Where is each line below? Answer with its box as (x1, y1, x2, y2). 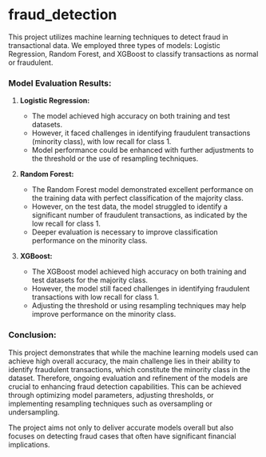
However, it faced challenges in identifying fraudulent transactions (31, 128, 251, 138)
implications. (8, 439, 50, 449)
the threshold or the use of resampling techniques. (31, 154, 199, 163)
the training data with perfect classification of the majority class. (31, 194, 244, 203)
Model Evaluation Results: (8, 78, 112, 89)
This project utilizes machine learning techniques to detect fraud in (8, 32, 229, 42)
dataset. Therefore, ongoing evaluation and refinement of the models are (8, 373, 248, 383)
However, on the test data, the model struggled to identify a (31, 202, 228, 211)
